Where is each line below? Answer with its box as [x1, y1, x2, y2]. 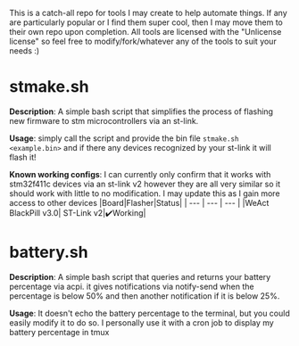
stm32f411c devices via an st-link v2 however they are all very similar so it [9, 178, 281, 189]
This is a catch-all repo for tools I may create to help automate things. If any [9, 8, 287, 18]
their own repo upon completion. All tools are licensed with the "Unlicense [9, 27, 282, 37]
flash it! [9, 152, 37, 162]
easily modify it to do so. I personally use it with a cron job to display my [9, 317, 274, 328]
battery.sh [9, 243, 88, 262]
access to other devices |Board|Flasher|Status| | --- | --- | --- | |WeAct [9, 197, 270, 208]
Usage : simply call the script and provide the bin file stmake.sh [9, 133, 239, 144]
